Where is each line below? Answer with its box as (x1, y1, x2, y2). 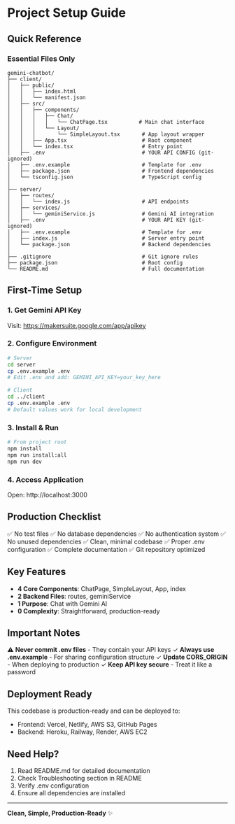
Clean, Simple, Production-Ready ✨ (7, 809, 113, 818)
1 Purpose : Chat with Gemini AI (17, 599, 108, 608)
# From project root (7, 439, 68, 446)
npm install (7, 446, 42, 453)
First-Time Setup (7, 285, 83, 297)
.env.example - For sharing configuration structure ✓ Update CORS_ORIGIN (7, 653, 228, 662)
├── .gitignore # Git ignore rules (7, 253, 199, 260)
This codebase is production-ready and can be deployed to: (7, 706, 180, 715)
